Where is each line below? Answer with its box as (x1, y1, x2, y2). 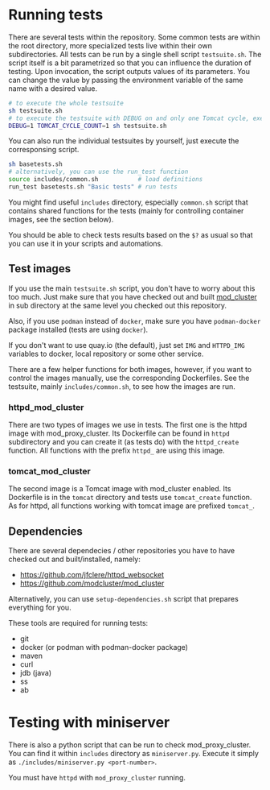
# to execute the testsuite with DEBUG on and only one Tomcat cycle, (8, 114, 250, 122)
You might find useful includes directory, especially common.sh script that (8, 197, 249, 207)
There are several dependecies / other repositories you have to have (8, 546, 235, 556)
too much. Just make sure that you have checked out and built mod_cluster (8, 292, 257, 301)
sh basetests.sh (8, 160, 63, 168)
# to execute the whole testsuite (8, 99, 125, 107)
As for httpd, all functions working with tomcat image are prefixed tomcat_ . (8, 501, 256, 511)
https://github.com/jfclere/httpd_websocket (19, 570, 165, 580)
